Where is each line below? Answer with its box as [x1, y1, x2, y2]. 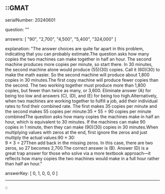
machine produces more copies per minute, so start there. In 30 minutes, [5, 61, 153, 67]
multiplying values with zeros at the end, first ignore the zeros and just [5, 129, 147, 135]
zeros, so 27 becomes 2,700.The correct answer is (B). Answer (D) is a [5, 145, 149, 151]
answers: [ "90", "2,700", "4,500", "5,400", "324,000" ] [5, 36, 116, 42]
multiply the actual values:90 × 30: [5, 134, 75, 140]
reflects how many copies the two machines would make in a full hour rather [5, 155, 160, 162]
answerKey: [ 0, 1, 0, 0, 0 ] [5, 170, 58, 176]
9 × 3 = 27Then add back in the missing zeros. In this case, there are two [5, 140, 153, 146]
